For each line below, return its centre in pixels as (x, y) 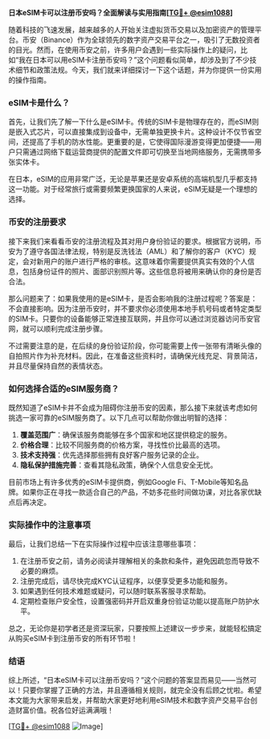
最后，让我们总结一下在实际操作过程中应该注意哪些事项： (103, 544)
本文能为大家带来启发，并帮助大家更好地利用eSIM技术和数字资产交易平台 (129, 700)
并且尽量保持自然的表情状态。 (57, 366)
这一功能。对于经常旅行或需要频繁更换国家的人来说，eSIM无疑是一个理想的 (133, 189)
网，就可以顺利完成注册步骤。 (57, 328)
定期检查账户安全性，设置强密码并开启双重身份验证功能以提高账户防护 (136, 601)
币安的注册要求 (37, 222)
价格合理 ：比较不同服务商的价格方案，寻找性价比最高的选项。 (122, 445)
